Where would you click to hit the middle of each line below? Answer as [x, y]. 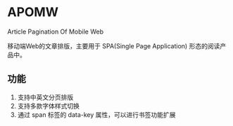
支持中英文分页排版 [45, 97]
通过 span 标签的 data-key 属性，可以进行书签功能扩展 [96, 114]
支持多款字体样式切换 [48, 106]
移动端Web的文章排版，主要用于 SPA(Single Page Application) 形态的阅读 [114, 45]
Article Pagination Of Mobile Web [56, 31]
